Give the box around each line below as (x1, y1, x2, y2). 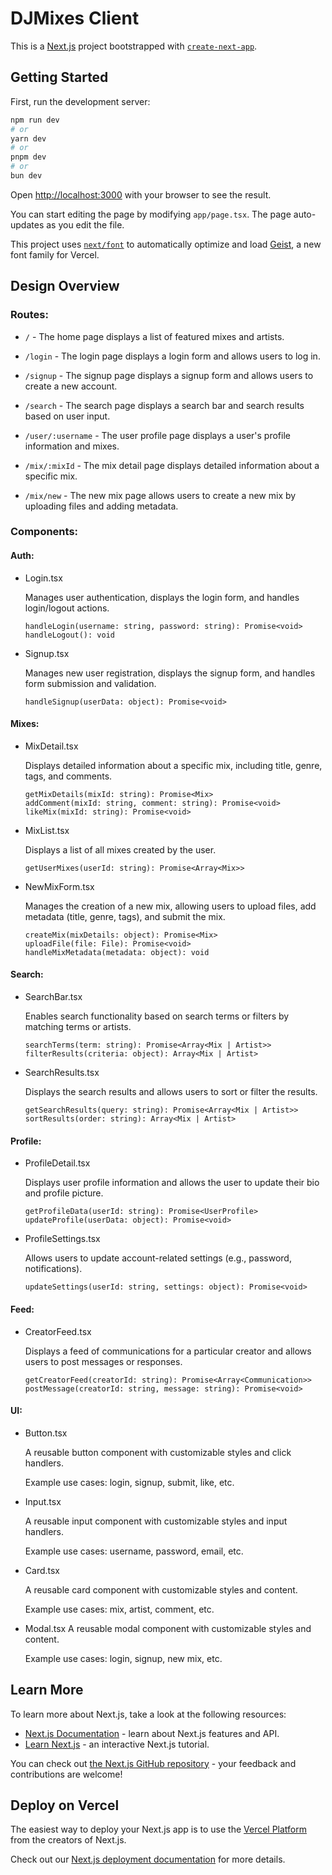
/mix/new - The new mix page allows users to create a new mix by (24, 489, 297, 501)
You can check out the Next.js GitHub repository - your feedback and (10, 1757, 297, 1769)
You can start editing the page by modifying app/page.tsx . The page (10, 208, 292, 220)
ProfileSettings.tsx (24, 1233, 101, 1245)
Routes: (10, 308, 49, 322)
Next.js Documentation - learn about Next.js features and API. (24, 1727, 280, 1739)
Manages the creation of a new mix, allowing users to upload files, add (24, 900, 317, 912)
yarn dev (10, 133, 47, 144)
